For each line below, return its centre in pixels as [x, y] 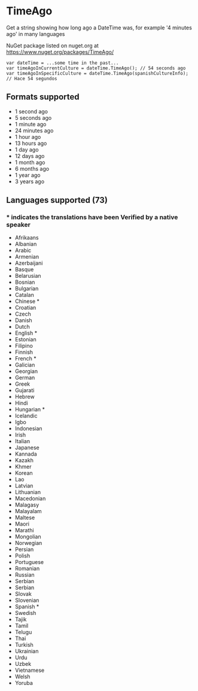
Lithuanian [28, 492]
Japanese [27, 448]
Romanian [27, 569]
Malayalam [28, 511]
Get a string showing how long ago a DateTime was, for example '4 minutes [99, 28]
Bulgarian [27, 289]
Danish [24, 320]
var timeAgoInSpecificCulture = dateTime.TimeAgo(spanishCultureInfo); [97, 73]
